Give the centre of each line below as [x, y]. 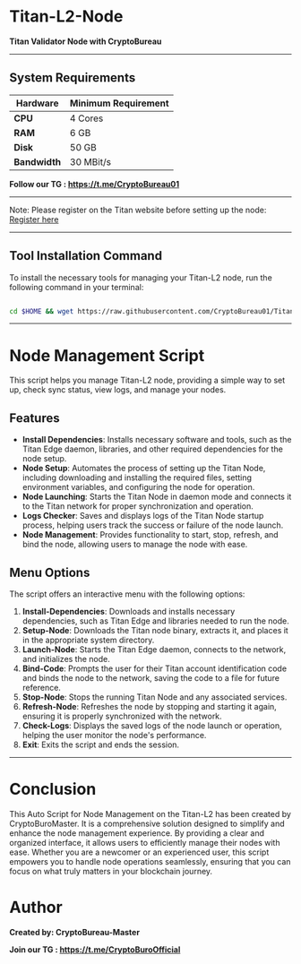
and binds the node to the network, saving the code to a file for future [151, 678]
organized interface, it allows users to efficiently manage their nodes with [145, 842]
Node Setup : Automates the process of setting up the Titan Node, [144, 469]
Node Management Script [107, 355]
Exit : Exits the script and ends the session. [101, 745]
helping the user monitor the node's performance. [114, 735]
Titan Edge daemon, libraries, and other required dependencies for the [153, 449]
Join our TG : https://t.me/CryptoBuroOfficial [95, 949]
